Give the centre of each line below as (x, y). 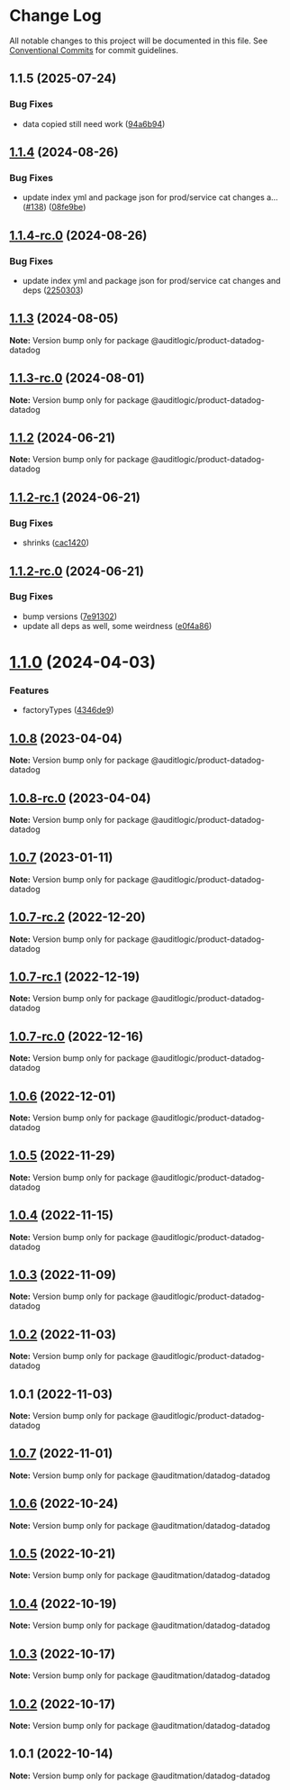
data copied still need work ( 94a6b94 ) (94, 123)
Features (29, 690)
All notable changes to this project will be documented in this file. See (139, 41)
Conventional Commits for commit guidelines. (94, 50)
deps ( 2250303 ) (53, 290)
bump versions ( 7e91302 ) (70, 616)
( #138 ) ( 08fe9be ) (54, 207)
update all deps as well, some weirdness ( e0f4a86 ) (117, 626)
